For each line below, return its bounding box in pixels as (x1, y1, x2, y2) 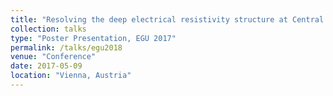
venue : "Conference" (10, 52, 97, 62)
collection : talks (10, 24, 87, 34)
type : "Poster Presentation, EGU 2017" (10, 33, 177, 43)
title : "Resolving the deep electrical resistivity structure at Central (10, 14, 325, 25)
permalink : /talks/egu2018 (10, 42, 123, 53)
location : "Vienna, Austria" (10, 71, 132, 81)
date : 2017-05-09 (10, 61, 83, 71)
